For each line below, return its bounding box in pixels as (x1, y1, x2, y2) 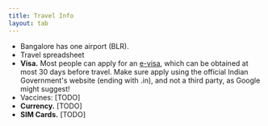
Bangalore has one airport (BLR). (19, 41, 129, 51)
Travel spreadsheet (19, 50, 85, 59)
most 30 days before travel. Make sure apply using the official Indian (19, 67, 249, 76)
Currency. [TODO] (19, 101, 82, 111)
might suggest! (19, 83, 70, 93)
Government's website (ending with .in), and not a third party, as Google (19, 75, 261, 85)
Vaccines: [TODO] (19, 92, 81, 102)
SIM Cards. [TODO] (19, 109, 86, 119)
